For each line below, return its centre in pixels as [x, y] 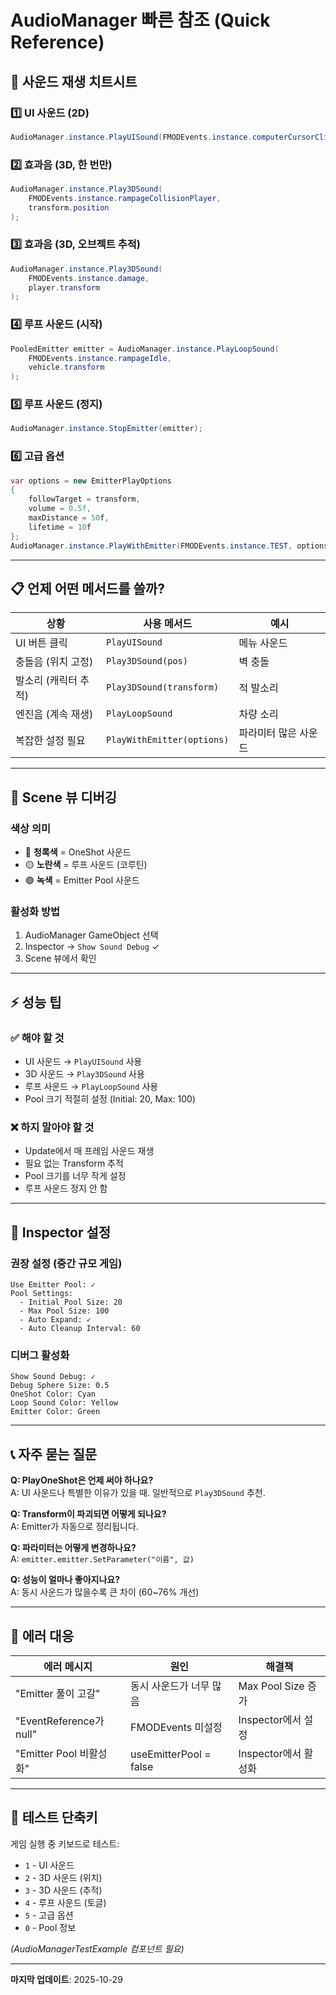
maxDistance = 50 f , [69, 518]
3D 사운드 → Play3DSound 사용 [84, 1074]
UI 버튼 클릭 [41, 643]
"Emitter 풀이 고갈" [58, 1693]
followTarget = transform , [84, 499]
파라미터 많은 [268, 733]
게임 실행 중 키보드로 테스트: [65, 1843]
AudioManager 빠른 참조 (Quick [140, 20]
